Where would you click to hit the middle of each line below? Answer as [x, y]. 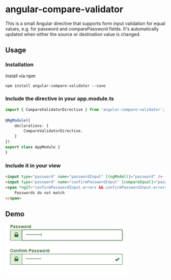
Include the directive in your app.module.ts [60, 99]
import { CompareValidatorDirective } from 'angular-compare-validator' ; [85, 110]
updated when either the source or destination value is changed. [73, 34]
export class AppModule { [33, 147]
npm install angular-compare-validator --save [55, 86]
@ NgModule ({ [18, 120]
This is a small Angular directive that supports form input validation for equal [85, 23]
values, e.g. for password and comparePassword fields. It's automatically [82, 28]
